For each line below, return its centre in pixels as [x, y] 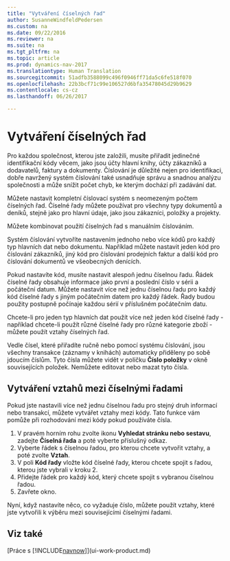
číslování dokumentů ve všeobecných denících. [74, 261]
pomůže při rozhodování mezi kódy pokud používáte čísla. [90, 419]
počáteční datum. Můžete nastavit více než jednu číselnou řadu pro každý [112, 289]
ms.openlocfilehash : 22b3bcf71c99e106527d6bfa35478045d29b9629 [100, 84]
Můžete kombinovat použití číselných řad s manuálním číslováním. [101, 226]
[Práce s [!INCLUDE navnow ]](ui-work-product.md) [79, 550]
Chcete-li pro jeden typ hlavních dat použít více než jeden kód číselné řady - [115, 317]
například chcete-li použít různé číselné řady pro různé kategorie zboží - [110, 324]
